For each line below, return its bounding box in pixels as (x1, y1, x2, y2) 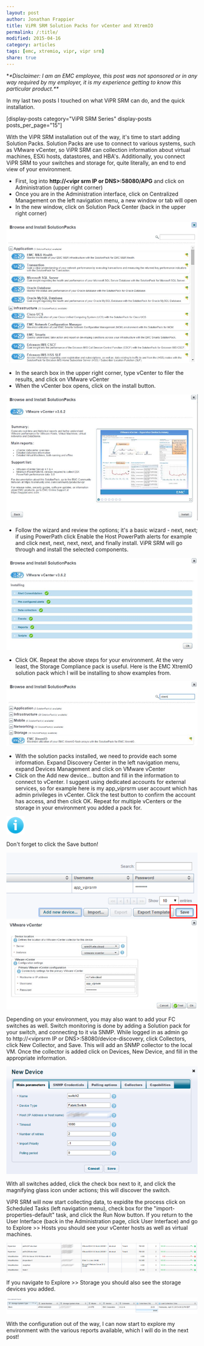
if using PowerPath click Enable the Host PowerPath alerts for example (15, 532, 192, 540)
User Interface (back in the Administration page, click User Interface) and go (6, 1218, 198, 1225)
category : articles (6, 42, 56, 48)
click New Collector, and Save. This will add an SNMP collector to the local (6, 1041, 192, 1048)
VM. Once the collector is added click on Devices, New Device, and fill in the (6, 1048, 198, 1055)
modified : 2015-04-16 (6, 35, 61, 42)
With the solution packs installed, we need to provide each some (15, 752, 177, 760)
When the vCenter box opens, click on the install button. (15, 382, 156, 389)
